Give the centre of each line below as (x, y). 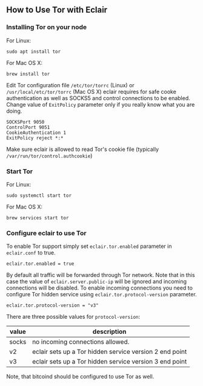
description (109, 331)
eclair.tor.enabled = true (40, 264)
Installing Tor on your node (47, 27)
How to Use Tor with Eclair (57, 10)
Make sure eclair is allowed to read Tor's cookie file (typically (83, 149)
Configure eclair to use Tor (46, 233)
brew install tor (28, 74)
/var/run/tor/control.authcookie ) (49, 155)
